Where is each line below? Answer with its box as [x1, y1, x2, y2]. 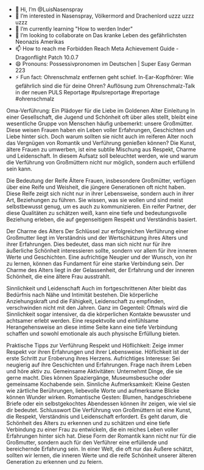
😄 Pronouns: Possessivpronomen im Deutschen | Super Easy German [15, 60, 192, 67]
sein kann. [6, 165, 32, 172]
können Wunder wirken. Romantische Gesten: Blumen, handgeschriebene [6, 393, 192, 401]
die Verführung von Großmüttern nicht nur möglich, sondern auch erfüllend [6, 159, 195, 166]
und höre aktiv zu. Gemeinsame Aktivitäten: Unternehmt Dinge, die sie [6, 368, 183, 374]
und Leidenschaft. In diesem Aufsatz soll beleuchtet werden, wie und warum [6, 152, 199, 160]
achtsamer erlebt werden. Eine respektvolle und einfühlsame [6, 317, 159, 324]
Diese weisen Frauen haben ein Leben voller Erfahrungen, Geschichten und [6, 127, 196, 133]
